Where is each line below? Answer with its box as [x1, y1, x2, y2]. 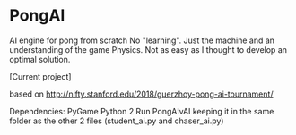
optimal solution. [9, 54, 71, 64]
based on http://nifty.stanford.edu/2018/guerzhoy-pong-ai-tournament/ [9, 89, 274, 99]
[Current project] [9, 71, 72, 81]
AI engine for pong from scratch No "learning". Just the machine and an [9, 35, 275, 46]
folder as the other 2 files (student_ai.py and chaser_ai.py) [9, 115, 224, 126]
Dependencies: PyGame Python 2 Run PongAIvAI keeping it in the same [9, 105, 274, 116]
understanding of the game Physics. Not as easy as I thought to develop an [9, 44, 288, 55]
